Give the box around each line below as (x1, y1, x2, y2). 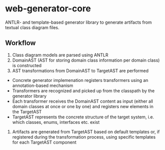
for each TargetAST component (12, 139, 77, 145)
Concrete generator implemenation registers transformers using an (12, 77, 149, 83)
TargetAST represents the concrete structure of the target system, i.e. (12, 114, 154, 120)
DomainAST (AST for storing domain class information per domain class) (12, 57, 160, 63)
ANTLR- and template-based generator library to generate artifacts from (5, 19, 152, 25)
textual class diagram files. (5, 24, 60, 30)
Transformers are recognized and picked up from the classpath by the (12, 87, 155, 94)
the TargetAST (12, 109, 42, 114)
